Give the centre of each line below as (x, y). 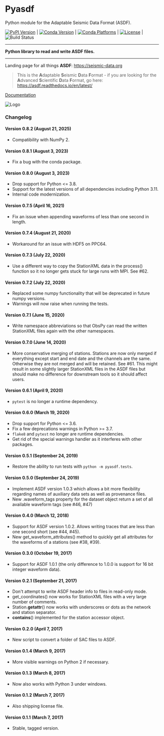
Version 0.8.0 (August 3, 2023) (37, 173)
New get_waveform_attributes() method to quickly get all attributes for (83, 537)
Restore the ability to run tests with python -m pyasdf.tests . (72, 466)
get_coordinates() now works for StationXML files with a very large (79, 597)
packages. (23, 444)
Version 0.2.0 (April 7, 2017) (34, 629)
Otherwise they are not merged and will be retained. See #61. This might (85, 363)
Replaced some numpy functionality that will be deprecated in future (81, 293)
